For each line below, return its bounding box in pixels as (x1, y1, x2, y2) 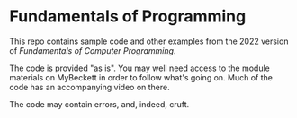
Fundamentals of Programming (9, 6, 247, 27)
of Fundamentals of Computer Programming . (9, 45, 176, 55)
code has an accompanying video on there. (9, 81, 170, 92)
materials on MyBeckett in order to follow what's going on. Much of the (9, 72, 273, 82)
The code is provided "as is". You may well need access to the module (9, 63, 270, 73)
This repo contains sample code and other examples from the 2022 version (9, 36, 289, 46)
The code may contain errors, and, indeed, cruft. (9, 98, 190, 109)
